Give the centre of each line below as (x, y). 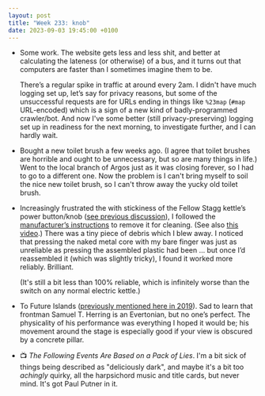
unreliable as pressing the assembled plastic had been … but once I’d (132, 250)
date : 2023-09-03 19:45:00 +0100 (63, 30)
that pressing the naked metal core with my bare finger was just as (128, 242)
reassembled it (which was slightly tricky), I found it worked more (126, 259)
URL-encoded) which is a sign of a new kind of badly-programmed (129, 110)
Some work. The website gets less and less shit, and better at (120, 53)
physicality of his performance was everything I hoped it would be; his (134, 323)
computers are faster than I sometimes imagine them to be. (116, 70)
